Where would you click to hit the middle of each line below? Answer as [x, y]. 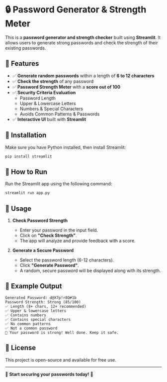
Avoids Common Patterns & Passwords [60, 114]
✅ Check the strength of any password [53, 81]
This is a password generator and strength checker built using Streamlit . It [83, 37]
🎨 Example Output [34, 286]
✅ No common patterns [28, 324]
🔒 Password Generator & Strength [76, 10]
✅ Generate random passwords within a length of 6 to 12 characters [83, 76]
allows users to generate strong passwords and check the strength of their [82, 42]
